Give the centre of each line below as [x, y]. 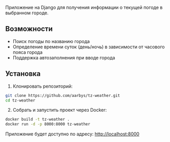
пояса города [27, 52]
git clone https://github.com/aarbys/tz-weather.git [63, 95]
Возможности [29, 29]
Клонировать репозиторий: [42, 86]
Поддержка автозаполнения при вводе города [64, 57]
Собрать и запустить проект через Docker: [60, 110]
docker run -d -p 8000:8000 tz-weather [48, 124]
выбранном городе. [27, 13]
